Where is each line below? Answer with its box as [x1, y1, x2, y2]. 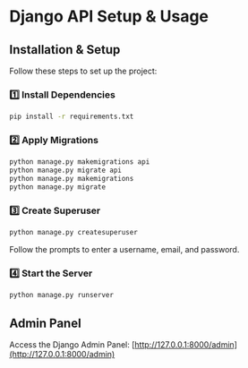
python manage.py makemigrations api [9, 158, 150, 167]
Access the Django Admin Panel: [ [9, 339, 135, 350]
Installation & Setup [9, 42, 121, 57]
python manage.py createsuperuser [9, 228, 139, 237]
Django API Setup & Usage [9, 6, 209, 27]
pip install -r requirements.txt [9, 112, 134, 122]
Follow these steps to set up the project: [9, 65, 158, 76]
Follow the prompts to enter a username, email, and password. [9, 244, 240, 255]
